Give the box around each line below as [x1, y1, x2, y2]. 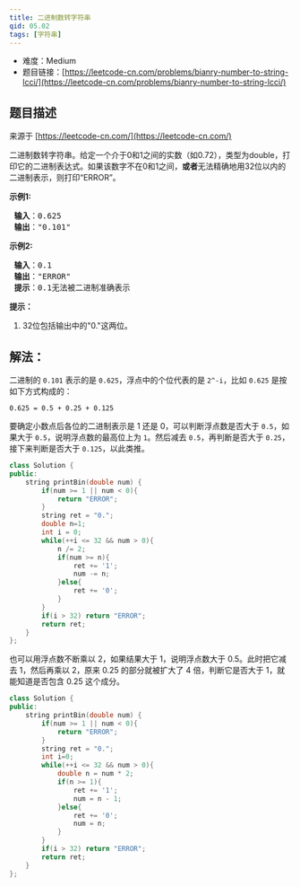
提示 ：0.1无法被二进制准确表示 [13, 283, 131, 293]
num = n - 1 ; [73, 794, 123, 804]
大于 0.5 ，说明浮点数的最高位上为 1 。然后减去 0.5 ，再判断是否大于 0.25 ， [16, 432, 290, 443]
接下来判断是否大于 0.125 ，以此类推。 [9, 443, 150, 453]
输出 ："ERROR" [13, 271, 72, 282]
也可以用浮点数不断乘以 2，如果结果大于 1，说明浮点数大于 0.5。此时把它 [9, 654, 279, 664]
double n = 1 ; [41, 520, 87, 529]
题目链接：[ [21, 66, 65, 77]
